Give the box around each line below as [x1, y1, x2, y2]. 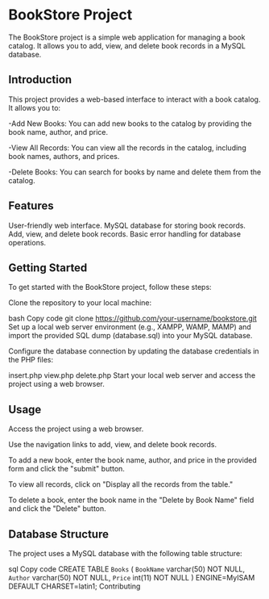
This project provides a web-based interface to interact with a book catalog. [8, 94, 261, 104]
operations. [8, 237, 47, 247]
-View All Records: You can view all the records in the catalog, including [8, 143, 247, 153]
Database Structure [8, 527, 109, 541]
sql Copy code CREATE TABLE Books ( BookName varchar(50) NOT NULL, [8, 564, 246, 574]
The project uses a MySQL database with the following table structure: [8, 549, 243, 558]
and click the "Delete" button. [8, 504, 106, 513]
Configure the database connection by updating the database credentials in [8, 346, 259, 356]
